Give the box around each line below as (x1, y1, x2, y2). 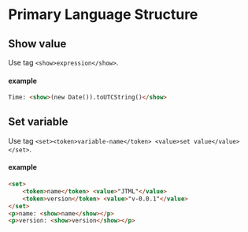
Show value (8, 37, 67, 51)
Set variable (8, 115, 68, 129)
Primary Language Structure (8, 6, 198, 24)
